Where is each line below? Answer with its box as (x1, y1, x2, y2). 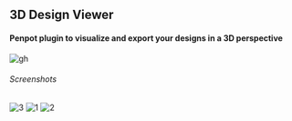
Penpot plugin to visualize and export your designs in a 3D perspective (9, 32, 283, 44)
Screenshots (9, 74, 57, 85)
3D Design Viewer (9, 7, 114, 23)
